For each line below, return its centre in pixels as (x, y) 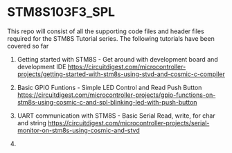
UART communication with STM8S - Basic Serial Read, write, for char (116, 116)
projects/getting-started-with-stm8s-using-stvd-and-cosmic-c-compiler (121, 74)
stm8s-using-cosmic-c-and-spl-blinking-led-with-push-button (107, 102)
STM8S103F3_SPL (61, 12)
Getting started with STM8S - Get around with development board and (117, 59)
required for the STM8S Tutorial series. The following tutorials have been (111, 38)
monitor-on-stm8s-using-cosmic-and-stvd (78, 130)
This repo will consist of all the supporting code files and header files (106, 31)
